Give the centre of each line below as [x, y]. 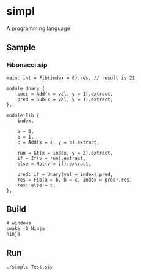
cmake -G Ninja [26, 229]
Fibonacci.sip [27, 65]
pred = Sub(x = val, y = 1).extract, [65, 99]
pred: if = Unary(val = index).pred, [65, 174]
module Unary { [26, 88]
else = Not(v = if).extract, [54, 164]
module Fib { [23, 115]
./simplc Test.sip [30, 267]
